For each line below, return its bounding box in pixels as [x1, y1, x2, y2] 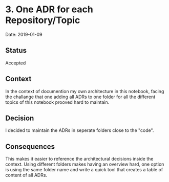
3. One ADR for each [5, 4, 93, 15]
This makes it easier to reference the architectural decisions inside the [5, 156, 154, 162]
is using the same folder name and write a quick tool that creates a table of [5, 167, 163, 173]
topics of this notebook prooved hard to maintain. [5, 99, 110, 105]
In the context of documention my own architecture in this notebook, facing [5, 88, 164, 94]
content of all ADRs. [5, 172, 48, 178]
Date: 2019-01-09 [5, 31, 43, 37]
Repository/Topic [5, 14, 80, 26]
